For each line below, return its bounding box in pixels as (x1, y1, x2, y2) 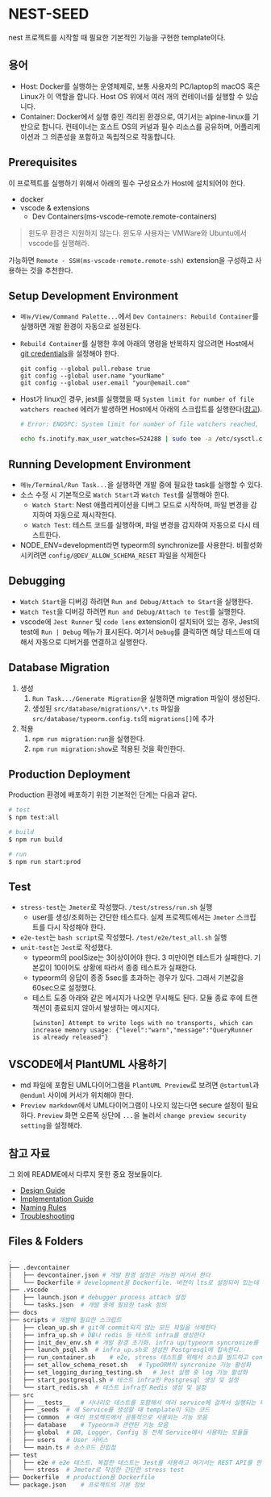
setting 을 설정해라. (19, 1120, 83, 1130)
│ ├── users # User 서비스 (8, 1436, 109, 1444)
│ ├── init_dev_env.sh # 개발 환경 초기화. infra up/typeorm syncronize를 (8, 1338, 259, 1347)
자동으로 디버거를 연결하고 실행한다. (35, 636, 148, 646)
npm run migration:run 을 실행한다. (31, 733, 145, 743)
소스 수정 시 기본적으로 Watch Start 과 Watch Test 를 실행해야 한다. (19, 490, 230, 499)
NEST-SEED (8, 5, 90, 23)
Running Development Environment (8, 457, 191, 471)
